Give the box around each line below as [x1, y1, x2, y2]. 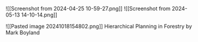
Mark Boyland [5, 29, 40, 36]
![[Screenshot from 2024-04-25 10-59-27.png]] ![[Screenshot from [5, 5, 171, 12]
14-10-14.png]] [21, 11, 57, 18]
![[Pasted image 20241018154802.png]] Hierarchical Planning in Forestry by [5, 23, 193, 30]
